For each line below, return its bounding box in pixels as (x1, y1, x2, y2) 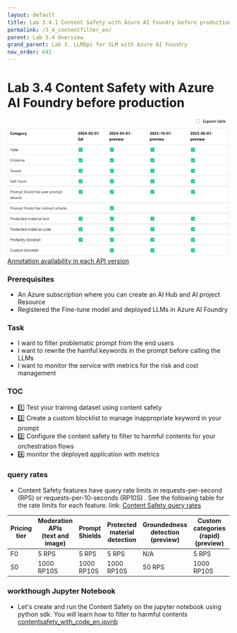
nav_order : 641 (7, 49, 52, 56)
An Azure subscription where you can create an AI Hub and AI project (17, 290, 220, 299)
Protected (107, 520, 138, 529)
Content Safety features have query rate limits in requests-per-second (17, 486, 222, 494)
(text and (41, 531, 69, 540)
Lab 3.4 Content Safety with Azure (7, 80, 214, 96)
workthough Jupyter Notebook (7, 586, 116, 596)
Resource (17, 297, 46, 306)
